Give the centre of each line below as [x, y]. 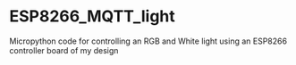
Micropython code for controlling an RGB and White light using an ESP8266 [148, 41]
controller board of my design [64, 50]
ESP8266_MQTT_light [93, 16]
